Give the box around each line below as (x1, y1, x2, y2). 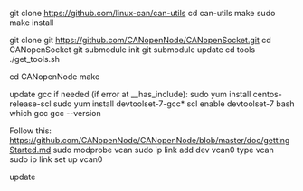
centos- (252, 89, 282, 99)
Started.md (9, 144, 52, 155)
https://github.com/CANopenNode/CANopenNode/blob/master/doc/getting (9, 135, 290, 145)
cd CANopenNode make (9, 71, 100, 82)
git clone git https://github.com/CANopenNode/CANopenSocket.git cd (9, 35, 271, 45)
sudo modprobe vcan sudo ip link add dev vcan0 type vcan (52, 144, 274, 155)
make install (9, 17, 54, 28)
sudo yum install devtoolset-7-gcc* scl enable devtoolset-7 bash (52, 98, 296, 109)
